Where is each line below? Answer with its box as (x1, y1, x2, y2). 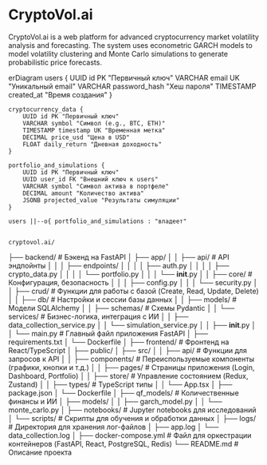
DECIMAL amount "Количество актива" (22, 189, 145, 197)
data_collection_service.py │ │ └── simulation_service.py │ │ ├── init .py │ (8, 320, 257, 329)
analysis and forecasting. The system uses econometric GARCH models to (8, 40, 253, 50)
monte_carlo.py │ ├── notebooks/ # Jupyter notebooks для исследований (8, 405, 257, 415)
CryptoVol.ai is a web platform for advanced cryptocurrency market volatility (8, 32, 259, 42)
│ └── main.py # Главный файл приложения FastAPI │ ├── (8, 328, 209, 338)
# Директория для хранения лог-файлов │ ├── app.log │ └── (8, 422, 219, 431)
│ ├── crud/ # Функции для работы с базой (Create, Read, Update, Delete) (8, 286, 259, 296)
